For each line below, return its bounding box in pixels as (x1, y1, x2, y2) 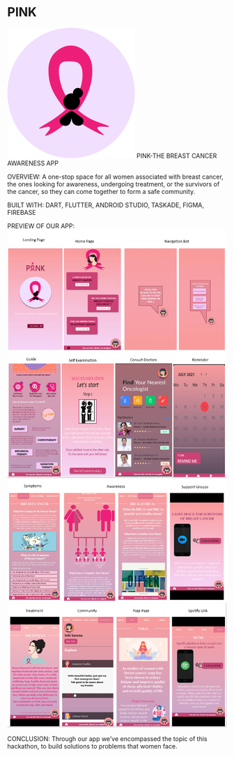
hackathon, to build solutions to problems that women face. (7, 742, 178, 751)
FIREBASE (7, 208, 36, 216)
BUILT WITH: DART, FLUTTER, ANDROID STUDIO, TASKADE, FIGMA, (7, 200, 204, 209)
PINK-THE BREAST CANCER (136, 151, 217, 160)
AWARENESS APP (7, 158, 59, 167)
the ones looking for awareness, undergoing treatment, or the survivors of (7, 179, 220, 188)
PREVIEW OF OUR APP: (7, 221, 75, 230)
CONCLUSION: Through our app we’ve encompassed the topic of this (7, 735, 208, 743)
